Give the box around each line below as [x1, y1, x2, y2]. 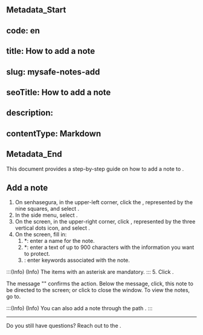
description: [6, 108, 53, 118]
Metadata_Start [6, 5, 66, 15]
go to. [6, 293, 21, 300]
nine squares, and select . [14, 205, 80, 213]
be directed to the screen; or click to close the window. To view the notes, [6, 287, 190, 294]
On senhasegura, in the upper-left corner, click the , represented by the [14, 199, 193, 206]
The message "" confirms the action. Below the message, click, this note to [6, 280, 193, 287]
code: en [6, 25, 40, 36]
